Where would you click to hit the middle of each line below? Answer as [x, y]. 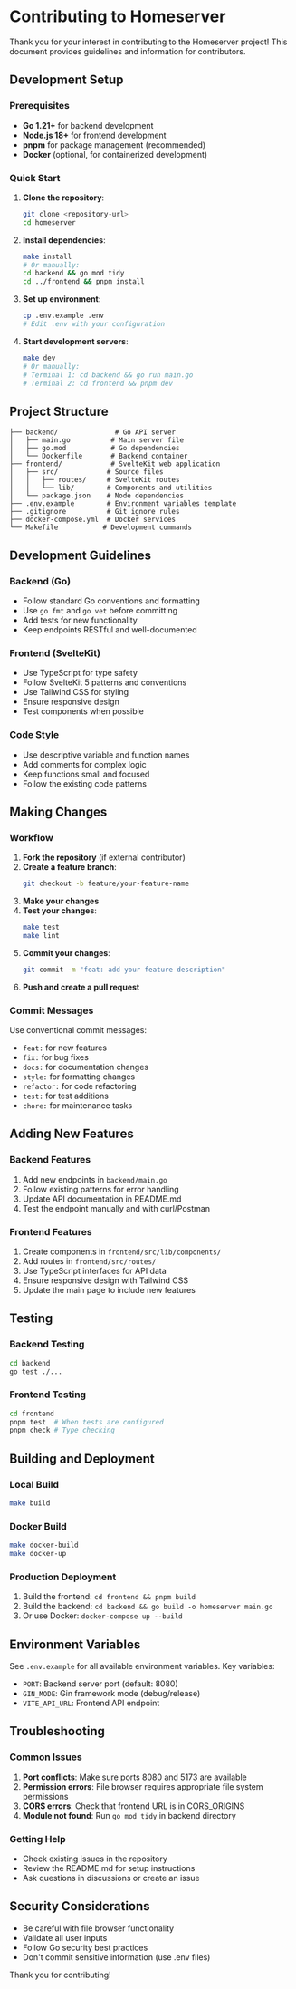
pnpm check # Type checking [62, 1430]
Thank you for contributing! [60, 1975]
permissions [45, 1796]
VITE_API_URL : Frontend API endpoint [91, 1703]
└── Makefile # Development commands [101, 527]
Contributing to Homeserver [118, 17]
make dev [39, 358]
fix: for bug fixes [55, 1057]
